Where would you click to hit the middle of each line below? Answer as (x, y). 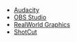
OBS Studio (30, 17)
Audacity (26, 10)
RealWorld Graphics (42, 24)
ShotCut (25, 32)
